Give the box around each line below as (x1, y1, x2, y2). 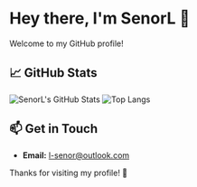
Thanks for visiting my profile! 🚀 (9, 167, 128, 178)
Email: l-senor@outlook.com (22, 149, 130, 161)
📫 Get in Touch (9, 121, 98, 136)
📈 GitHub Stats (9, 65, 98, 80)
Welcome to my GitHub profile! (9, 38, 124, 49)
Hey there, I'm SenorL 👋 (9, 8, 191, 29)
